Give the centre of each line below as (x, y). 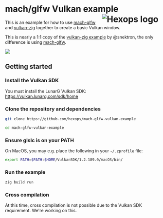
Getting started (29, 67)
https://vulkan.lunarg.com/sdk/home (42, 96)
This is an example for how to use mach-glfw (50, 22)
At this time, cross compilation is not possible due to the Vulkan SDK (73, 205)
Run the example (25, 172)
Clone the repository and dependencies (53, 109)
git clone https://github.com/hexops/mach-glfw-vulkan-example (71, 119)
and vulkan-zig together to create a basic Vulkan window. (63, 27)
